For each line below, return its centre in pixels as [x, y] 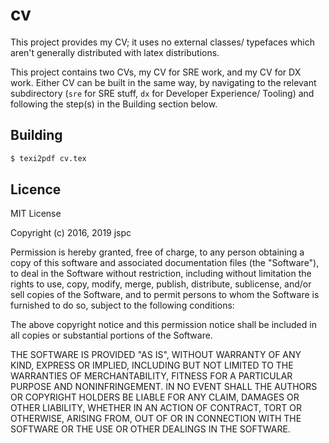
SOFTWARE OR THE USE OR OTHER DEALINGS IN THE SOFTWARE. [150, 429]
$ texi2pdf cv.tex [48, 158]
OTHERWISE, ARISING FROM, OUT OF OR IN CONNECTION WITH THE [156, 419]
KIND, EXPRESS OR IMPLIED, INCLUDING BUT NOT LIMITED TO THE [152, 365]
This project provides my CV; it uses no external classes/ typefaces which [162, 42]
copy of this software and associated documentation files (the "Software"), [165, 263]
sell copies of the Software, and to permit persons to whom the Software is [165, 295]
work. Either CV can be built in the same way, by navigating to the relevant [163, 82]
